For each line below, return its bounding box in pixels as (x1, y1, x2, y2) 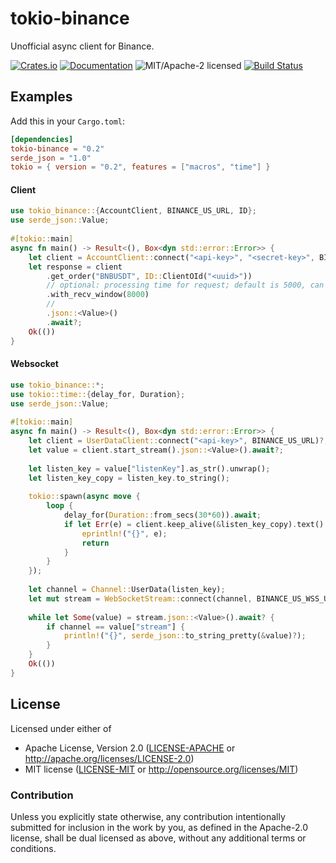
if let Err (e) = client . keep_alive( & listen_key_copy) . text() (63, 519, 325, 529)
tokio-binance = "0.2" (10, 143, 105, 154)
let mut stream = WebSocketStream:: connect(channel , (28, 593, 253, 604)
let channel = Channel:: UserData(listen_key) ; (28, 585, 226, 595)
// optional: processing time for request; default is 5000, (46, 280, 307, 291)
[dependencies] (10, 134, 74, 144)
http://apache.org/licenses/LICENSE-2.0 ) (24, 752, 195, 764)
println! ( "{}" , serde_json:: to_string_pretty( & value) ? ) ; (63, 631, 307, 641)
